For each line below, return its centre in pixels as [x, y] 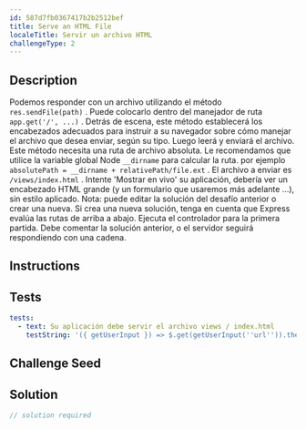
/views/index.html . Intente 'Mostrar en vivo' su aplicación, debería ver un [149, 179]
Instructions [45, 266]
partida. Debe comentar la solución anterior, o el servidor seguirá [132, 228]
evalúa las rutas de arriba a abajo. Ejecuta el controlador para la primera [145, 219]
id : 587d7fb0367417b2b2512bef [67, 18]
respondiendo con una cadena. [68, 238]
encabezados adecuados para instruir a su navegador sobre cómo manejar [150, 131]
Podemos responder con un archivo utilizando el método [116, 102]
